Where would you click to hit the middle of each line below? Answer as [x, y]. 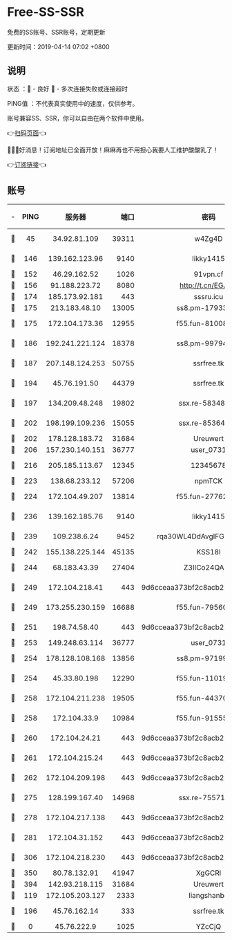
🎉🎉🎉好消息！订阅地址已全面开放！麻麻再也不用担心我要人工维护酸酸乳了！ [113, 150]
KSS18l [209, 552]
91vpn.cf [209, 274]
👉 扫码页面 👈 [27, 133]
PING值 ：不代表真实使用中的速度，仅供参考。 [73, 103]
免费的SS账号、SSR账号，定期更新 [56, 32]
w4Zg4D [209, 238]
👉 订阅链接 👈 [27, 164]
